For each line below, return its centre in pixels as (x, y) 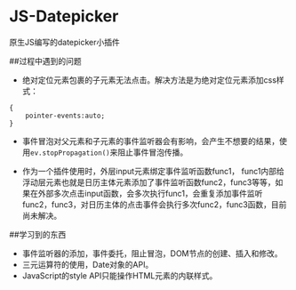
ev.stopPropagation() (70, 153)
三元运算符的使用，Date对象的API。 (88, 264)
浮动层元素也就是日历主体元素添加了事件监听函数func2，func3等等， (148, 182)
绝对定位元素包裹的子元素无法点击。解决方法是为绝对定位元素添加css (149, 80)
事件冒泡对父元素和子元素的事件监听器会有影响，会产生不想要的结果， (151, 141)
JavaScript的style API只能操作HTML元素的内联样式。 (120, 275)
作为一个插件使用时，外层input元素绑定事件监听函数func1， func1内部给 (153, 171)
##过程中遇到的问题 (45, 60)
